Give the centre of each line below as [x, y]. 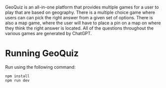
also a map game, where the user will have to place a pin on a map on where [83, 23]
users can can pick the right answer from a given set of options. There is [79, 18]
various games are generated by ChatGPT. [49, 33]
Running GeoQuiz [42, 53]
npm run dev [17, 80]
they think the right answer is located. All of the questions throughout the [80, 28]
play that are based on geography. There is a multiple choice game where [80, 12]
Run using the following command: [40, 67]
